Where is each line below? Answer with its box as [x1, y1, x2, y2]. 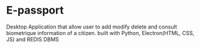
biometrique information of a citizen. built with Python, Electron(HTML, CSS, [6, 29, 195, 36]
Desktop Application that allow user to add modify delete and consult [6, 23, 177, 30]
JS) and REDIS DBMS [6, 36, 59, 43]
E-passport [6, 4, 64, 17]
